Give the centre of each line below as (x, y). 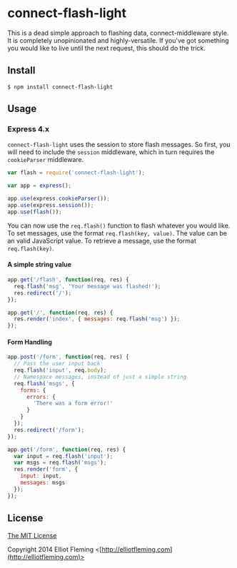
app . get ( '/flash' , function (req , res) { (69, 280)
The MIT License (32, 535)
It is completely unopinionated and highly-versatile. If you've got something (118, 40)
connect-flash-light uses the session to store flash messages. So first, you (119, 145)
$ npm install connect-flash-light (60, 87)
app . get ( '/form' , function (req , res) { (67, 450)
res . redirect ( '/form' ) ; (49, 430)
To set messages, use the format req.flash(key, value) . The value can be (117, 233)
